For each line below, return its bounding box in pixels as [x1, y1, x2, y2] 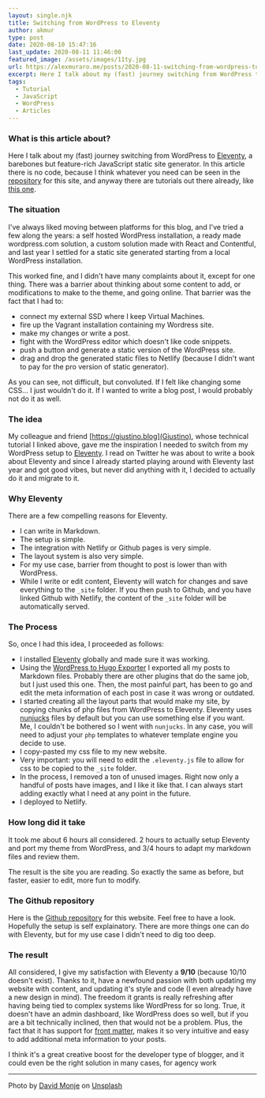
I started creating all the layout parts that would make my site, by [19, 696, 230, 706]
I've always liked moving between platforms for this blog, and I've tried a [8, 222, 244, 231]
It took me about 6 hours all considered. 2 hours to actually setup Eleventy [8, 834, 250, 845]
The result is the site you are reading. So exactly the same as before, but [8, 867, 244, 876]
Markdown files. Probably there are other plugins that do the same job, [19, 672, 250, 681]
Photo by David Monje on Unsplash [8, 1081, 123, 1090]
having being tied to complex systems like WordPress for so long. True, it [8, 1001, 246, 1010]
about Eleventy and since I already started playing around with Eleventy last [8, 456, 255, 466]
